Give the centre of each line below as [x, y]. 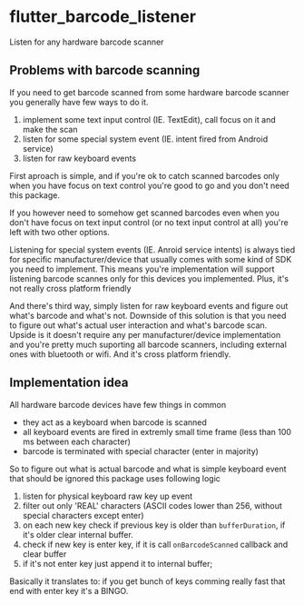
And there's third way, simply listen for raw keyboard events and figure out [149, 305]
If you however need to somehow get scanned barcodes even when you [144, 213]
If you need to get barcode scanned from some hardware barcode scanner [149, 92]
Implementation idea [69, 383]
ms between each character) [77, 441]
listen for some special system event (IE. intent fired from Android [145, 139]
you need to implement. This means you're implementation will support [142, 269]
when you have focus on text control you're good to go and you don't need [150, 185]
